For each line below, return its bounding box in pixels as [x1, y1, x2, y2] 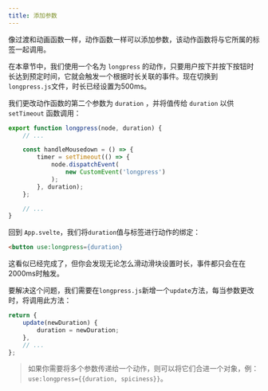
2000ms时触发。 [8, 268, 64, 279]
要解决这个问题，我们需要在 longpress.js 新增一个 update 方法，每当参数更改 [8, 286, 254, 295]
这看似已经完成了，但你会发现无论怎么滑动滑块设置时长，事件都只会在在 [8, 259, 246, 268]
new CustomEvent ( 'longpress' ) [65, 168, 166, 176]
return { [8, 311, 37, 319]
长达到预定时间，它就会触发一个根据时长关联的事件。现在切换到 [8, 71, 218, 80]
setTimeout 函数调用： [8, 108, 81, 118]
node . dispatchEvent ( [50, 161, 120, 169]
